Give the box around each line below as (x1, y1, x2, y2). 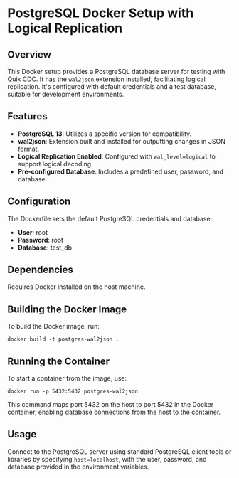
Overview (7, 48, 52, 60)
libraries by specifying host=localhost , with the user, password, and (7, 455, 207, 463)
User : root (17, 228, 48, 236)
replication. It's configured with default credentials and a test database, (7, 83, 217, 90)
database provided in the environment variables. (7, 462, 149, 471)
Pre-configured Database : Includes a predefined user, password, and (17, 167, 224, 176)
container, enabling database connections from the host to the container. (7, 408, 221, 417)
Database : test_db (17, 243, 73, 252)
